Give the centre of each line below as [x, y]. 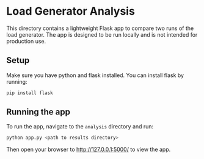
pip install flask [30, 93]
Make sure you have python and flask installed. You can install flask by [95, 75]
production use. [26, 41]
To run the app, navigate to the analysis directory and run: [80, 127]
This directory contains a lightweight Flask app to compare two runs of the [100, 28]
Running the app [38, 112]
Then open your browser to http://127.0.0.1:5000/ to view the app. [89, 150]
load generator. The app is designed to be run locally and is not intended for [102, 34]
